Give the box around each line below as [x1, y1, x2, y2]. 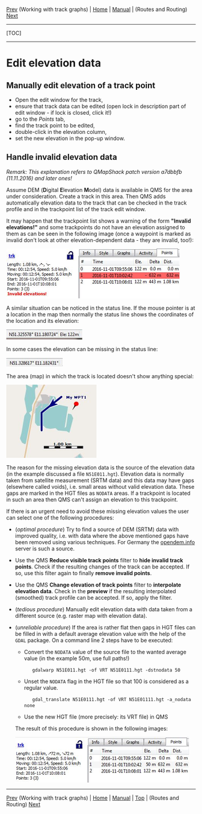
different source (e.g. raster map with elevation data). [14, 612, 147, 619]
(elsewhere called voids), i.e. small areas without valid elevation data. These [6, 483, 195, 490]
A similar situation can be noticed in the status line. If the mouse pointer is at [6, 304, 195, 311]
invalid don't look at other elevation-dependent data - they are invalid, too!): [6, 236, 194, 244]
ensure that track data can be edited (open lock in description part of [14, 103, 186, 110]
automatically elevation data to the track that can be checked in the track [6, 199, 187, 206]
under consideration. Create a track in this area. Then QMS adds [6, 192, 167, 200]
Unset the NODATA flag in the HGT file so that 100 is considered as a [23, 678, 189, 685]
